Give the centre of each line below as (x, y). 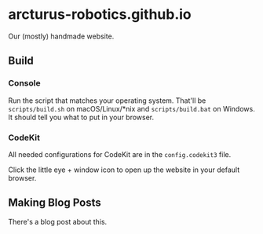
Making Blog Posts (55, 203)
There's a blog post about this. (58, 221)
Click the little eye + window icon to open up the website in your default (124, 170)
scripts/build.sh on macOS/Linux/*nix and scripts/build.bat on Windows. (131, 108)
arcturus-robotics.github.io (100, 15)
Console (24, 83)
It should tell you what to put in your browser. (81, 117)
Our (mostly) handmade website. (61, 36)
